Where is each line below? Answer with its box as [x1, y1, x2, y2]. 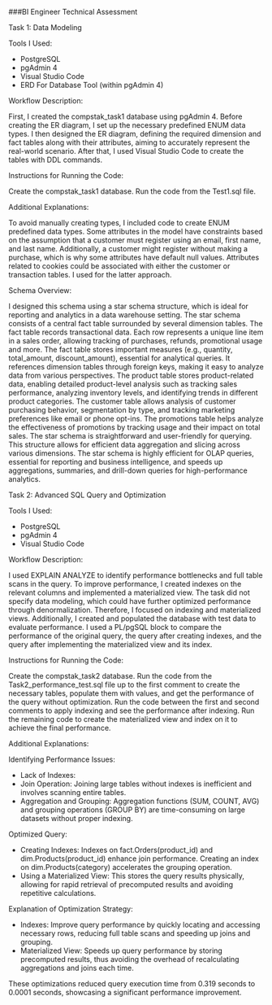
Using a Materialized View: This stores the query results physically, [19, 871, 245, 880]
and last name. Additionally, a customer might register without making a [8, 244, 248, 253]
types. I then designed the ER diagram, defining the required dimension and [8, 129, 261, 138]
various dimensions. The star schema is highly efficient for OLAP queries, [8, 448, 254, 458]
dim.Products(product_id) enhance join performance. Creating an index [19, 854, 260, 863]
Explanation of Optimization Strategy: [8, 904, 133, 914]
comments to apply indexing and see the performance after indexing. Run [8, 706, 255, 715]
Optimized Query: [8, 829, 67, 839]
